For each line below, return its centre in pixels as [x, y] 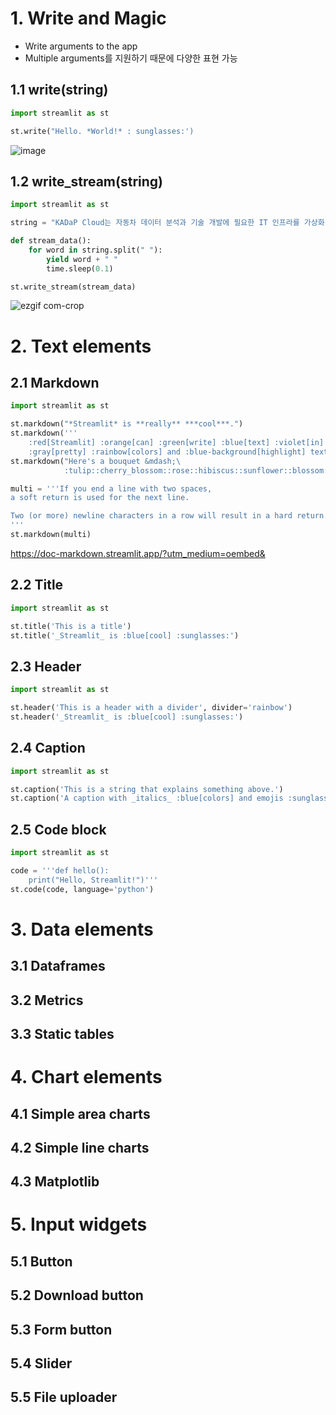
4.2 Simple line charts [80, 1147]
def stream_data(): [51, 241]
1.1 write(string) [59, 90]
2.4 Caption [48, 748]
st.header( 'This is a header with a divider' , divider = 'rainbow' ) [151, 708]
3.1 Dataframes [58, 966]
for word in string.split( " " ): [95, 250]
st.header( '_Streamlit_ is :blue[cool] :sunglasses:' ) [127, 717]
